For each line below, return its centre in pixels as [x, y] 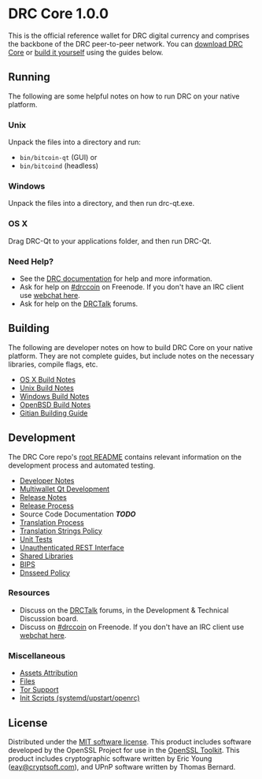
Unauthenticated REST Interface [72, 547]
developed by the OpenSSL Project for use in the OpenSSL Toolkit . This [124, 750]
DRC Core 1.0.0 [58, 14]
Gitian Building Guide [54, 413]
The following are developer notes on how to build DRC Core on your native [131, 347]
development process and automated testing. [82, 465]
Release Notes [43, 497]
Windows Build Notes [54, 396]
